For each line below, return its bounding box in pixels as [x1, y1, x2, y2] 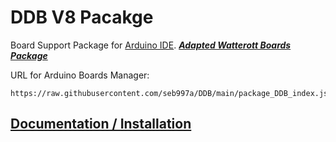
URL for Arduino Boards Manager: [10, 69, 150, 81]
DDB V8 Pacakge [10, 6, 154, 29]
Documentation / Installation [10, 116, 192, 133]
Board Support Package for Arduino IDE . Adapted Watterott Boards [10, 39, 292, 51]
